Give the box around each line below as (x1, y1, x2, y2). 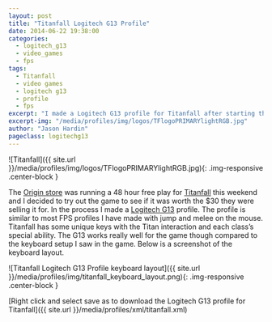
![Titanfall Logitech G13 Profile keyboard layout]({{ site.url (8, 263, 201, 273)
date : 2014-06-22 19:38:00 (8, 27, 100, 35)
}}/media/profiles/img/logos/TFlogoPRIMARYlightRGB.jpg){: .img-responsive (8, 163, 264, 172)
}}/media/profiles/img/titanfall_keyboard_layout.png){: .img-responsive (8, 272, 244, 282)
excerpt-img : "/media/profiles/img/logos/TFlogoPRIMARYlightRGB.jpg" (8, 117, 249, 125)
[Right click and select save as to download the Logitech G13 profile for (8, 296, 246, 306)
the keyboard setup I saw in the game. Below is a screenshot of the (8, 239, 233, 248)
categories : (8, 34, 49, 43)
